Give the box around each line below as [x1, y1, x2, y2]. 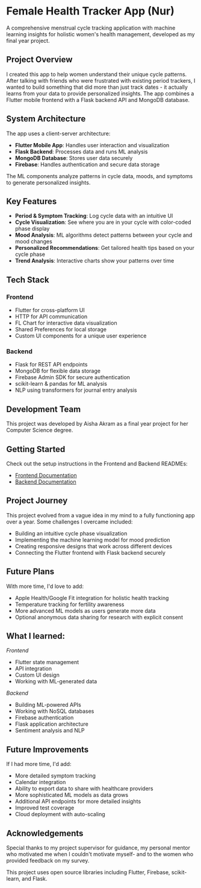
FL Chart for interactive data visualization [14, 319, 117, 327]
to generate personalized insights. [6, 179, 91, 186]
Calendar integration [14, 779, 66, 786]
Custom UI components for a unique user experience [14, 332, 147, 339]
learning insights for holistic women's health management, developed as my [6, 30, 195, 37]
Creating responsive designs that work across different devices [14, 542, 173, 550]
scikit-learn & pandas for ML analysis [14, 380, 107, 388]
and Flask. [22, 875, 48, 883]
